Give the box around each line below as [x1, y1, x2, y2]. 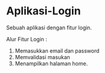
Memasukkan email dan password [14, 47, 100, 54]
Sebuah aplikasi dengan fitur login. [6, 24, 92, 31]
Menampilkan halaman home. [14, 60, 88, 67]
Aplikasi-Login [6, 4, 81, 18]
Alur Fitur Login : [6, 35, 47, 42]
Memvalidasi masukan [14, 53, 70, 60]
